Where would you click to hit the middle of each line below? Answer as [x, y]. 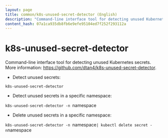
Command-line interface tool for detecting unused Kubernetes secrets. [78, 62]
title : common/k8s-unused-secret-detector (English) [61, 14]
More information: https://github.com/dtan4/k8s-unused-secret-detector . [81, 67]
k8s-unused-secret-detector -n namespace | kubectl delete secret [77, 125]
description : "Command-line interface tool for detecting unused [74, 19]
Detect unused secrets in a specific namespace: [62, 96]
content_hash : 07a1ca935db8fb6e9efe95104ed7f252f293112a [66, 24]
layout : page [19, 10]
